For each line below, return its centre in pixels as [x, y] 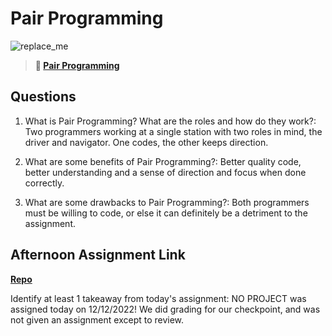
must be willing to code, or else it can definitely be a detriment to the [166, 213]
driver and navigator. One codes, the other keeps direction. [146, 142]
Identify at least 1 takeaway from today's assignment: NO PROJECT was [158, 298]
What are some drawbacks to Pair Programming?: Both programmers [167, 202]
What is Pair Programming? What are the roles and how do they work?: [170, 121]
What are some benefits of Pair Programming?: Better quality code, [163, 161]
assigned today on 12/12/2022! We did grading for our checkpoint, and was [165, 309]
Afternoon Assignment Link [98, 255]
